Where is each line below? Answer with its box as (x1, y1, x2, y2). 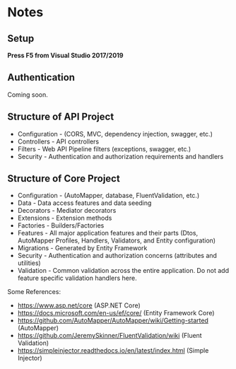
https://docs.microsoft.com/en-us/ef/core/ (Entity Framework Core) (17, 309, 215, 317)
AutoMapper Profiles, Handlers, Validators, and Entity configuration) (17, 236, 216, 245)
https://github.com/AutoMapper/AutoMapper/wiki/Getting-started (17, 316, 208, 325)
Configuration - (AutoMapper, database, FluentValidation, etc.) (17, 192, 200, 200)
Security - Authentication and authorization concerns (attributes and (17, 252, 218, 260)
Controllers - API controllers (17, 137, 100, 146)
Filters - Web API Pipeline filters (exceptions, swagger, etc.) (17, 144, 191, 153)
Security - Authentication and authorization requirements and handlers (17, 152, 224, 160)
